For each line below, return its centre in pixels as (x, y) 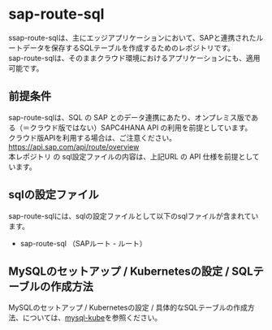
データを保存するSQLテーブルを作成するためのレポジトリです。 (129, 48)
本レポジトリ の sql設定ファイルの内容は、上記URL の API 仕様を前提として (134, 156)
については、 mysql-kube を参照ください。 (92, 318)
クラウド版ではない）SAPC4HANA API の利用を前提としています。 (141, 128)
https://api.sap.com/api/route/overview (74, 146)
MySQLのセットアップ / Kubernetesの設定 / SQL (131, 271)
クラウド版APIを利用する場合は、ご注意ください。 (93, 137)
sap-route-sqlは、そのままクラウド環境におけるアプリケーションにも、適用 (134, 58)
